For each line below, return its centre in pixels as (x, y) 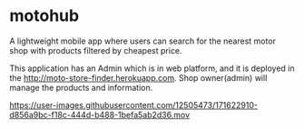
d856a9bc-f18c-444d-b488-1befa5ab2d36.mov (100, 114)
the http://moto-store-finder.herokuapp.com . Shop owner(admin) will (138, 77)
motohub (44, 16)
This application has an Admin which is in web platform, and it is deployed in (152, 68)
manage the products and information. (81, 87)
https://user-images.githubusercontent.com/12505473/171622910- (134, 104)
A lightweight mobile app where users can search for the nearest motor (143, 41)
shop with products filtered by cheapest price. (96, 50)
